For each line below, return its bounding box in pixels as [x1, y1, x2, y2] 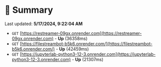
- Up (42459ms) [56, 46, 89, 52]
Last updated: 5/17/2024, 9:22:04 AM [4, 21, 83, 27]
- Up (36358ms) [54, 35, 88, 41]
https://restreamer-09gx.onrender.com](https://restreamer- [21, 30, 142, 36]
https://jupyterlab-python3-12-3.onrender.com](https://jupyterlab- [21, 51, 156, 57]
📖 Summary [4, 4, 53, 16]
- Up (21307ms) [71, 56, 104, 62]
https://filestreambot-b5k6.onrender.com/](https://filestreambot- [21, 40, 153, 46]
